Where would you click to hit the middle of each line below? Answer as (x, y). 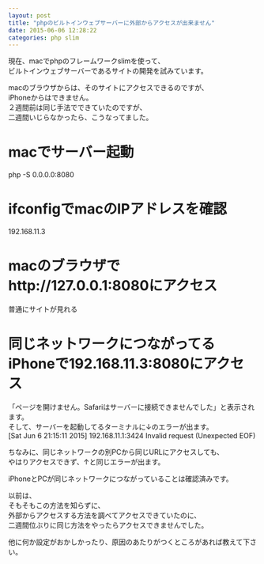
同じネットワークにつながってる (112, 344)
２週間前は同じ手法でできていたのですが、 (77, 108)
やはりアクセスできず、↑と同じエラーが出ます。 (87, 462)
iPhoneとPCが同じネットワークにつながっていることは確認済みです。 (121, 479)
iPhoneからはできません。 (51, 98)
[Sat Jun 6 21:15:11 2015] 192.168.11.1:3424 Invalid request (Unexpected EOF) (132, 435)
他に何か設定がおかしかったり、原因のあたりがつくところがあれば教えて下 (129, 542)
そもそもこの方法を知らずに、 (57, 505)
